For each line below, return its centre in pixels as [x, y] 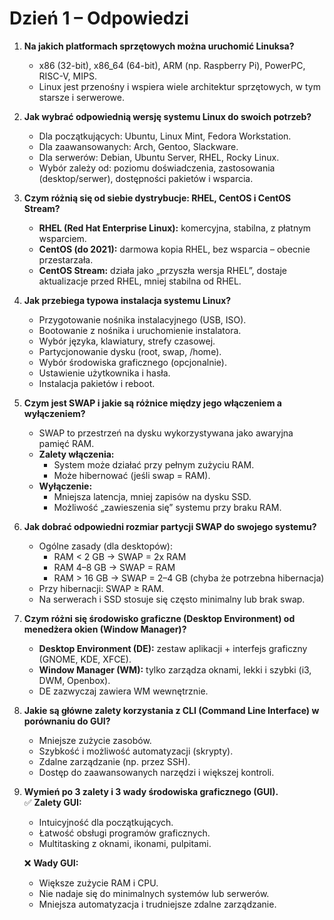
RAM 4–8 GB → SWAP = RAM [114, 567]
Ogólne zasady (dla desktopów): [105, 546]
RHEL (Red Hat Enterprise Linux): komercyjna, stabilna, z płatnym [175, 228]
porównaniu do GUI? [67, 721]
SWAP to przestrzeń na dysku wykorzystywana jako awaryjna [166, 433]
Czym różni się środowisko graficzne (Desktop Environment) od [159, 618]
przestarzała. [66, 259]
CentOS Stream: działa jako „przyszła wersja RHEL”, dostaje [162, 270]
